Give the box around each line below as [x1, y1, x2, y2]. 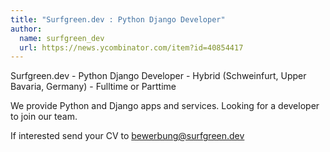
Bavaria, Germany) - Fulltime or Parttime [10, 81, 177, 93]
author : [10, 24, 43, 34]
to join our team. [10, 111, 78, 123]
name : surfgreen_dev [19, 33, 105, 43]
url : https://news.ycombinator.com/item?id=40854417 [19, 42, 244, 53]
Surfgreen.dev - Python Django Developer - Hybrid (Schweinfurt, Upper [10, 70, 307, 82]
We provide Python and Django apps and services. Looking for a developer [10, 100, 320, 112]
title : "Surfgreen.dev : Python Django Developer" [10, 14, 226, 25]
